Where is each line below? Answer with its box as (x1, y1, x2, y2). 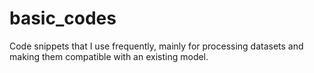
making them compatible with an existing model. (9, 50, 209, 62)
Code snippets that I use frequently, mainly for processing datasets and (9, 40, 304, 52)
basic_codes (9, 7, 117, 30)
